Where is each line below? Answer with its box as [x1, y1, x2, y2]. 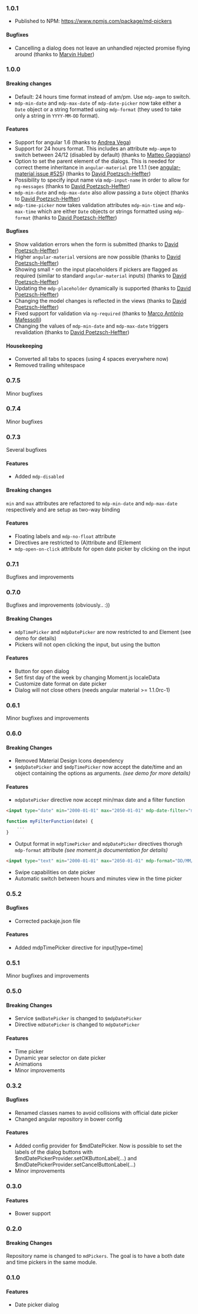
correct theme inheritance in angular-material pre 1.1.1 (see [14, 164, 159, 171]
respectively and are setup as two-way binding [6, 506, 120, 513]
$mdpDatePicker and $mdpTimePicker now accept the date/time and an [14, 763, 183, 771]
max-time [14, 209, 37, 215]
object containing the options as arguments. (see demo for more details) [14, 770, 191, 777]
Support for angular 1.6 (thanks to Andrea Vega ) [14, 138, 131, 145]
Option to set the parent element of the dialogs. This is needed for [14, 157, 175, 164]
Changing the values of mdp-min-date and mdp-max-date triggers [14, 322, 169, 329]
